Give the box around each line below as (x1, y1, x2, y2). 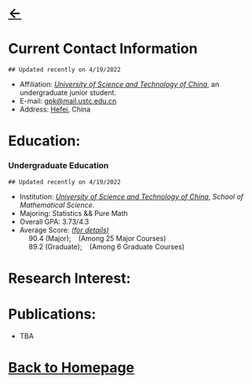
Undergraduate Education (8, 160, 109, 171)
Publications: (8, 305, 97, 323)
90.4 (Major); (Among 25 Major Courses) (28, 233, 166, 243)
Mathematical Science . (19, 200, 95, 210)
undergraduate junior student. (19, 88, 116, 97)
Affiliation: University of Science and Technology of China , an (19, 79, 220, 90)
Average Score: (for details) (19, 225, 110, 235)
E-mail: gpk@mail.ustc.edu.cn (19, 97, 117, 106)
